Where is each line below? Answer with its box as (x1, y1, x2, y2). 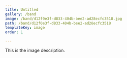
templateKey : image (5, 25, 45, 30)
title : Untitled (5, 7, 38, 12)
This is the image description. (5, 47, 65, 53)
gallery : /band (5, 12, 36, 17)
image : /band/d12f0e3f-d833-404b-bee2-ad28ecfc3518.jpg (5, 16, 122, 21)
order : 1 (5, 30, 23, 35)
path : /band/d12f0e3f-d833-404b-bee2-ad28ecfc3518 (5, 20, 111, 26)
